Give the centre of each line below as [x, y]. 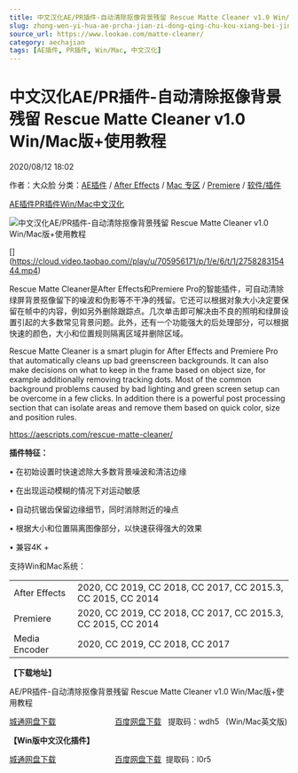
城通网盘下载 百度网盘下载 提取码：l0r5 [110, 760]
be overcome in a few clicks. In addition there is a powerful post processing [147, 398]
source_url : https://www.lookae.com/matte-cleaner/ [106, 34]
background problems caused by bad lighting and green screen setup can [145, 389]
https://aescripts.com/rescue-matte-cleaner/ [91, 434]
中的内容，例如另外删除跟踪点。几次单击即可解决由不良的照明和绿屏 [157, 311]
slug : [19, 26]
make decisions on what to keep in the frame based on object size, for [137, 371]
